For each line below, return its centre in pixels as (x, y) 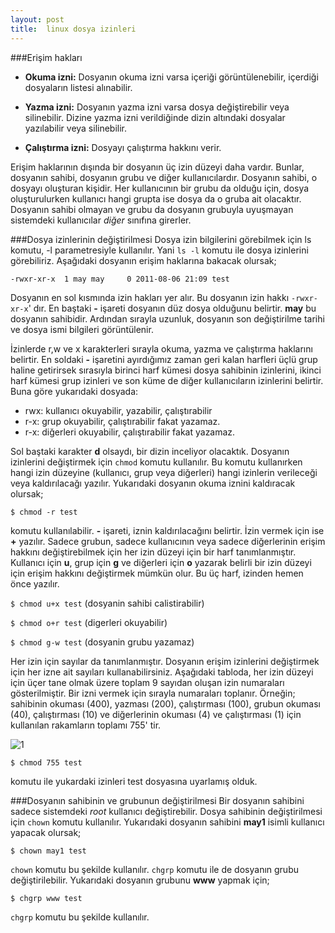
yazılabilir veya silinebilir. (76, 128)
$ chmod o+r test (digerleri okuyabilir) (89, 622)
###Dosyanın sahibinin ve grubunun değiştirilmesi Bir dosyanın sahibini (157, 800)
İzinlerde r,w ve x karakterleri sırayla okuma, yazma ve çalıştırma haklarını (161, 348)
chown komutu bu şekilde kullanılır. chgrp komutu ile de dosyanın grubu (154, 869)
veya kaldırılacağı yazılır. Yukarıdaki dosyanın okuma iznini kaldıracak (153, 483)
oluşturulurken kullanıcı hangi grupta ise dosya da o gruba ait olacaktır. (156, 198)
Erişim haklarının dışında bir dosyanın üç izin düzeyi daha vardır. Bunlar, (157, 167)
